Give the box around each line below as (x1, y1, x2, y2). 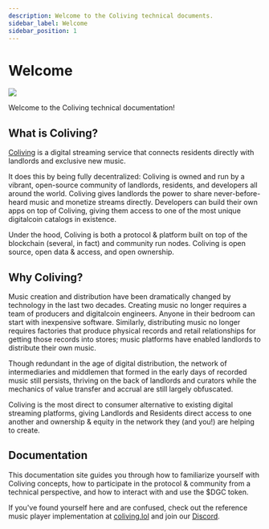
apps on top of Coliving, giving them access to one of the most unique (8, 206, 241, 215)
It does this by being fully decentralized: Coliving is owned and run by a (8, 172, 245, 182)
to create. (8, 425, 40, 435)
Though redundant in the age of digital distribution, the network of (8, 359, 227, 368)
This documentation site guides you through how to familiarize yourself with (8, 470, 259, 479)
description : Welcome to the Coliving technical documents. (8, 11, 214, 20)
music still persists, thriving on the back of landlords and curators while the (8, 375, 257, 385)
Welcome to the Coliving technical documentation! (8, 103, 175, 113)
